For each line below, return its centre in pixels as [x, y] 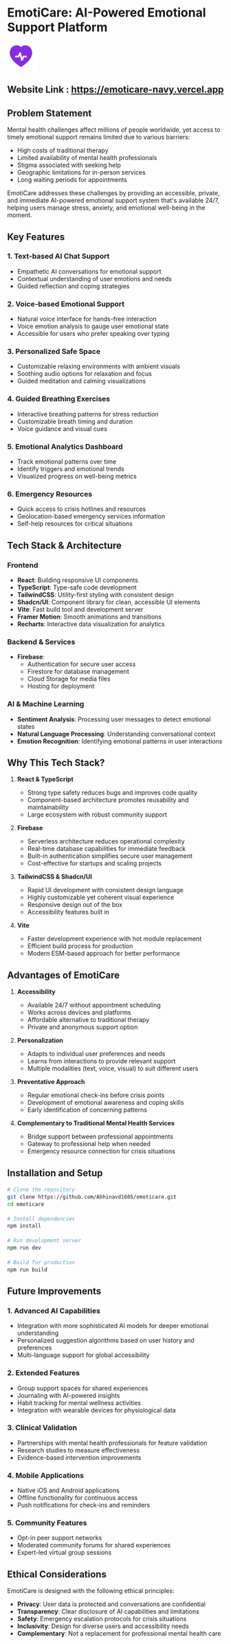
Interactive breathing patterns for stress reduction [88, 414]
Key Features [36, 237]
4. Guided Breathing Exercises [59, 399]
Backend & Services [41, 641]
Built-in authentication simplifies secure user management [110, 856]
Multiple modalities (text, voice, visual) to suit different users [113, 1069]
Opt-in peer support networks [59, 1538]
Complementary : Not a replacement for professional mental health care [119, 1634]
